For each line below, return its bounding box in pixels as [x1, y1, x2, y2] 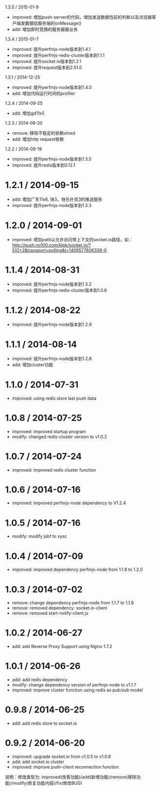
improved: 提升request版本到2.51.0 [12, 64, 82, 70]
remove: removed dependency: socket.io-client [12, 605, 107, 611]
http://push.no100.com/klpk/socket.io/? [12, 242, 91, 248]
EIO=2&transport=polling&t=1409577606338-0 [12, 247, 107, 253]
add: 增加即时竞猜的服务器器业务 [12, 26, 78, 32]
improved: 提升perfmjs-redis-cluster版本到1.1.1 [12, 52, 105, 58]
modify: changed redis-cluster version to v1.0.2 [12, 434, 107, 439]
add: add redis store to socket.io [12, 720, 77, 727]
